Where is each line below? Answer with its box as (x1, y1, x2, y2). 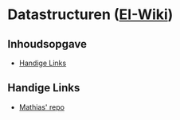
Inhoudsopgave (7, 37, 87, 51)
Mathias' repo (18, 102, 65, 112)
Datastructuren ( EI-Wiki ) (7, 6, 174, 24)
